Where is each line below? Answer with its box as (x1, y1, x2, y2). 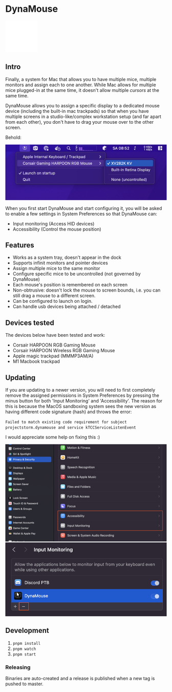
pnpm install (12, 641, 41, 646)
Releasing (5, 663, 31, 670)
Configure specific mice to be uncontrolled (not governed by (12, 271, 141, 277)
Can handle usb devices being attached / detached (12, 303, 121, 310)
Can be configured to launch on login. (12, 298, 93, 304)
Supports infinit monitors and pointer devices (12, 260, 109, 266)
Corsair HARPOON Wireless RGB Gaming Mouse (12, 348, 115, 354)
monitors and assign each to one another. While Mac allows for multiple (5, 82, 156, 88)
